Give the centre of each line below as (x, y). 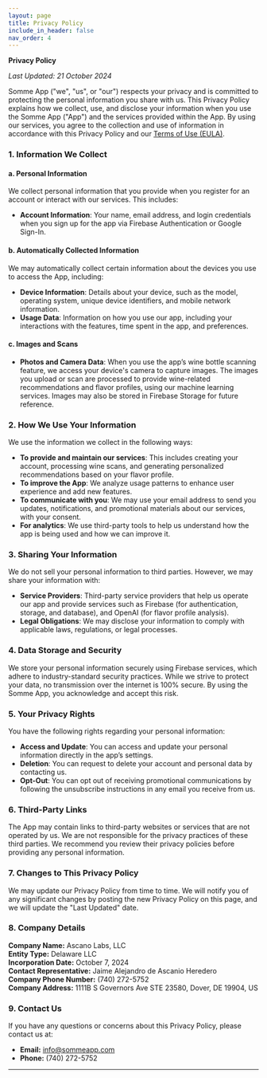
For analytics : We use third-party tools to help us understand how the (134, 525)
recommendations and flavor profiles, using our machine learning (127, 387)
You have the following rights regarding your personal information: (117, 731)
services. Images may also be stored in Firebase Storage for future (129, 395)
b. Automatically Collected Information (74, 250)
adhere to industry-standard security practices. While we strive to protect (128, 676)
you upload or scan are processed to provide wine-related (115, 379)
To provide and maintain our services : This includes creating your (129, 458)
